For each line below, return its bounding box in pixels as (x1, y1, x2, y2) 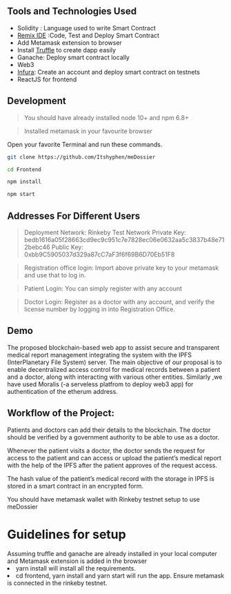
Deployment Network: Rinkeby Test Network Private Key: (23, 228, 186, 237)
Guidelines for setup (7, 526, 126, 542)
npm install (7, 179, 41, 186)
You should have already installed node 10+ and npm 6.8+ (23, 113, 190, 121)
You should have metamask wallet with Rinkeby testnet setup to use (7, 495, 200, 503)
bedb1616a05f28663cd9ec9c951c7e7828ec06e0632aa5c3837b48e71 (23, 235, 225, 244)
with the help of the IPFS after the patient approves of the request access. (7, 461, 217, 469)
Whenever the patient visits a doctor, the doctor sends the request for (7, 446, 205, 455)
